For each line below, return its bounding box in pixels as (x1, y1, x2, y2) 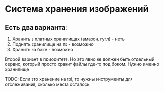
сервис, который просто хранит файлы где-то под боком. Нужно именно (5, 61, 159, 67)
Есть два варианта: (5, 23, 67, 31)
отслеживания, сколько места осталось (5, 81, 90, 87)
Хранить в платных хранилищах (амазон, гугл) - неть (12, 36, 125, 42)
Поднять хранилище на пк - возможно (12, 41, 94, 47)
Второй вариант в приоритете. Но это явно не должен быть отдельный (5, 56, 155, 62)
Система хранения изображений (5, 3, 149, 15)
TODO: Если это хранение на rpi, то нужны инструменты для (5, 76, 133, 82)
